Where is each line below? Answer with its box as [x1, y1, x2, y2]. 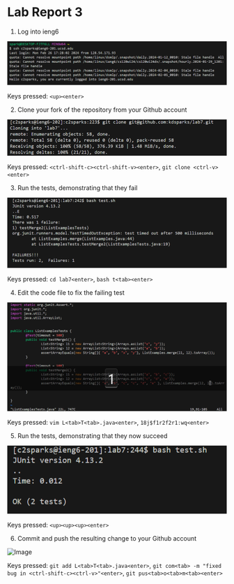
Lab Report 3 [7, 4, 83, 20]
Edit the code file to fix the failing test [17, 289, 125, 297]
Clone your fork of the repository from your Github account [17, 105, 187, 114]
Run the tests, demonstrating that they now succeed [17, 431, 168, 440]
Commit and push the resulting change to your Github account [17, 534, 197, 542]
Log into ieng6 [17, 27, 59, 36]
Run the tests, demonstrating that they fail [17, 183, 138, 192]
